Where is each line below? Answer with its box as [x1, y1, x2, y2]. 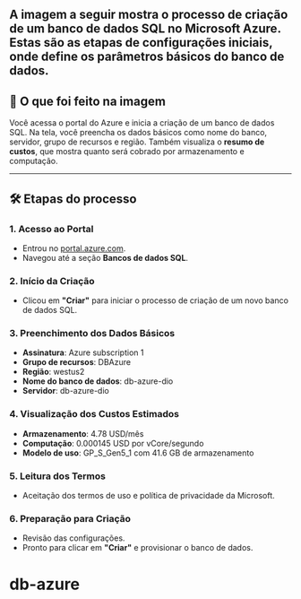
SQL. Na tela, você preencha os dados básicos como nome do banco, [9, 127, 267, 138]
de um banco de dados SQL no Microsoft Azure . [9, 22, 281, 37]
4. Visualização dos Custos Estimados [9, 408, 179, 421]
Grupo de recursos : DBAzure [21, 357, 132, 368]
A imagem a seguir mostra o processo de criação [9, 7, 288, 22]
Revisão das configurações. [21, 533, 125, 543]
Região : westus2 [21, 367, 85, 378]
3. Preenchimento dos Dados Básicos [9, 327, 176, 340]
